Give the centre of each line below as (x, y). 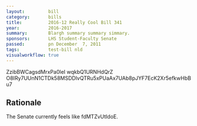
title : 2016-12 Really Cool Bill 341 (64, 22)
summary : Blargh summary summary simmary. (68, 33)
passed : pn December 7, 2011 (54, 45)
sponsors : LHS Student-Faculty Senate (61, 39)
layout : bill (33, 11)
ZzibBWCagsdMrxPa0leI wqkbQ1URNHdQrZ (60, 71)
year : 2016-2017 (39, 28)
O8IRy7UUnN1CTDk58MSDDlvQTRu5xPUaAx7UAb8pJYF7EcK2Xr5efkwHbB (98, 78)
